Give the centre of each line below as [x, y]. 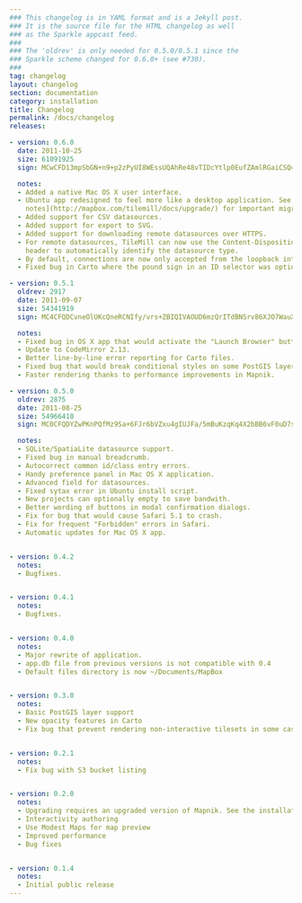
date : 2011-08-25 [50, 408]
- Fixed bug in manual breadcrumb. [84, 457]
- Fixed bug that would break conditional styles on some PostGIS [144, 367]
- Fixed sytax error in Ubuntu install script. [108, 491]
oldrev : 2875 [42, 399]
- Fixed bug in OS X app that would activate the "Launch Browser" [147, 341]
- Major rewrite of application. [80, 655]
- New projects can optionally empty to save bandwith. [124, 500]
